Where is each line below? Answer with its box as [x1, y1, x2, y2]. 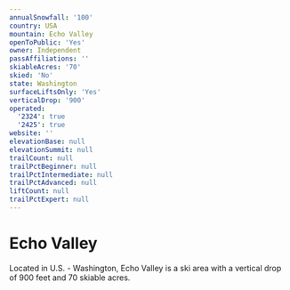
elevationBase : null [9, 137, 86, 146]
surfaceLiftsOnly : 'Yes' [9, 87, 101, 96]
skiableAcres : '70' [9, 63, 82, 72]
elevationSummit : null [9, 145, 93, 154]
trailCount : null [9, 153, 74, 163]
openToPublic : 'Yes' [9, 37, 86, 47]
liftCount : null [9, 187, 69, 196]
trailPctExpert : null [9, 195, 90, 205]
